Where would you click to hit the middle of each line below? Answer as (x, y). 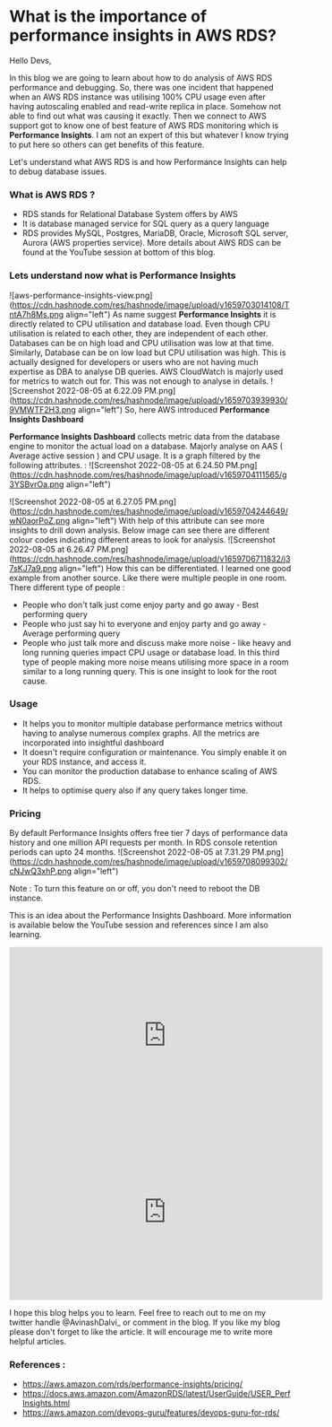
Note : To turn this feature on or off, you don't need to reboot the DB (135, 889)
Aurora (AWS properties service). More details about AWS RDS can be (152, 243)
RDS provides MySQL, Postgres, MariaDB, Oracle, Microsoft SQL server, (155, 233)
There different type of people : (67, 587)
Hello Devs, (30, 60)
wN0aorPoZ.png (40, 520)
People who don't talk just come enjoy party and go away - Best (140, 605)
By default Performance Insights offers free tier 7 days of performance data (149, 833)
